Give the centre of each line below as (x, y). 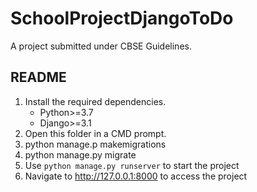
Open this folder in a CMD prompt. (95, 133)
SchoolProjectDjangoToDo (122, 18)
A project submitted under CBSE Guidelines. (101, 46)
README (38, 77)
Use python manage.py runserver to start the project (132, 165)
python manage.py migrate (80, 154)
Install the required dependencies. (95, 101)
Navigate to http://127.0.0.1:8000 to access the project (136, 176)
